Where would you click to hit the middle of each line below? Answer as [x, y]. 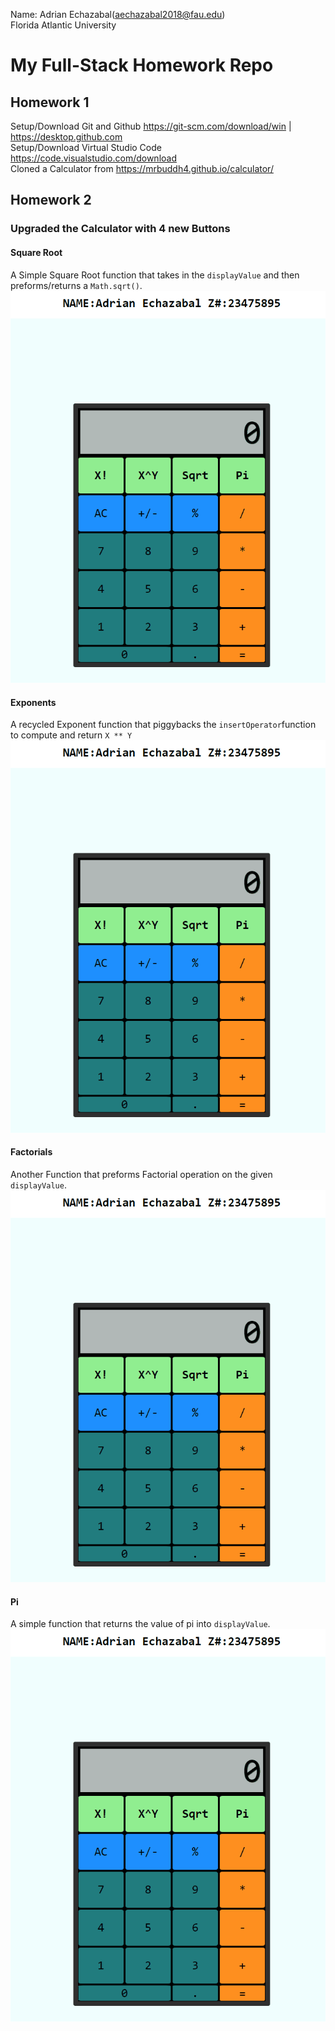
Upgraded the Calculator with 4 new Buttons [120, 229]
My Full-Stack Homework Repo [142, 65]
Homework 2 [51, 200]
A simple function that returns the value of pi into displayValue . [140, 1624]
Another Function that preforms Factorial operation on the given [141, 1174]
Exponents [33, 702]
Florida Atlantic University [63, 25]
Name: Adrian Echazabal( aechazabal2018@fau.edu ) [118, 14]
